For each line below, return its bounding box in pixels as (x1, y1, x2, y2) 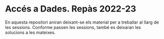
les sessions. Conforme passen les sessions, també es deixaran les (5, 24, 141, 30)
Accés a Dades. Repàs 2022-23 (5, 3, 136, 14)
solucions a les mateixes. (5, 29, 56, 35)
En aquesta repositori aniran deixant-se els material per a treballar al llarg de (5, 19, 159, 25)
